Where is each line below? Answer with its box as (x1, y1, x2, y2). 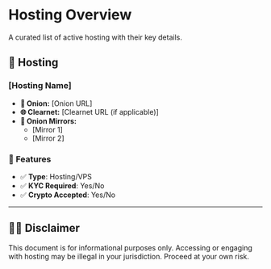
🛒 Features (8, 153, 52, 165)
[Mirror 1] (31, 124, 63, 134)
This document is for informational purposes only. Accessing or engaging (8, 242, 252, 252)
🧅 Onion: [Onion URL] (19, 99, 93, 108)
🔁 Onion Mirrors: (19, 116, 77, 126)
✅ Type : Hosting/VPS (19, 171, 93, 181)
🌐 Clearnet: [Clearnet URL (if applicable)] (19, 107, 159, 116)
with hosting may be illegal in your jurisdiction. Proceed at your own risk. (8, 251, 250, 261)
